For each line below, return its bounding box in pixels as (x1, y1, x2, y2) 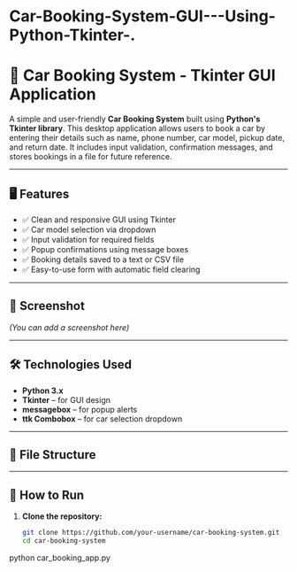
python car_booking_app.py (9, 552, 110, 563)
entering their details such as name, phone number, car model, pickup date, (9, 133, 286, 143)
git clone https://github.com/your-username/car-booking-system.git (21, 529, 280, 537)
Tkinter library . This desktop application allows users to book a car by (9, 123, 266, 134)
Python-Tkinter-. (9, 25, 136, 45)
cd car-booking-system (21, 537, 106, 545)
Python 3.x (21, 385, 64, 396)
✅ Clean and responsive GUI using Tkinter (21, 214, 177, 225)
